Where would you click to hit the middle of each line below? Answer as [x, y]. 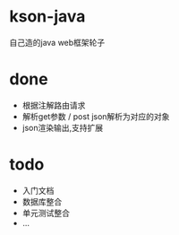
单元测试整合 [46, 213]
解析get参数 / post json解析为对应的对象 [96, 116]
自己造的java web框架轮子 [57, 42]
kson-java [47, 17]
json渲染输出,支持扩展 [63, 127]
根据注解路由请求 [54, 105]
